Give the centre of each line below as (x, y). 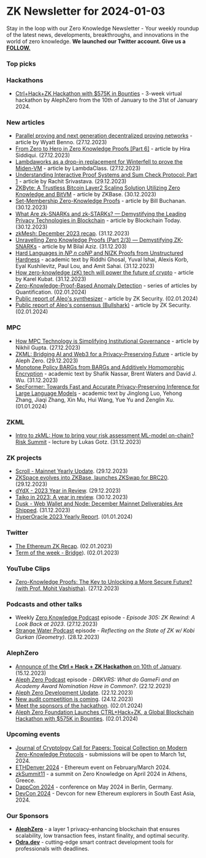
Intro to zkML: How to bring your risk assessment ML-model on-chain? (105, 435)
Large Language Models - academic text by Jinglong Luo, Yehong (99, 393)
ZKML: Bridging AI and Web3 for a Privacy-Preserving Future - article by (106, 354)
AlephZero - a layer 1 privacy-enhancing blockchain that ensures (97, 829)
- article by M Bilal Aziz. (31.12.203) (82, 247)
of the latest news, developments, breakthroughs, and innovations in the (97, 34)
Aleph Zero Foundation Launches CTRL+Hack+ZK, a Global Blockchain (105, 712)
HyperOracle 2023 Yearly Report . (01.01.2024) (74, 517)
